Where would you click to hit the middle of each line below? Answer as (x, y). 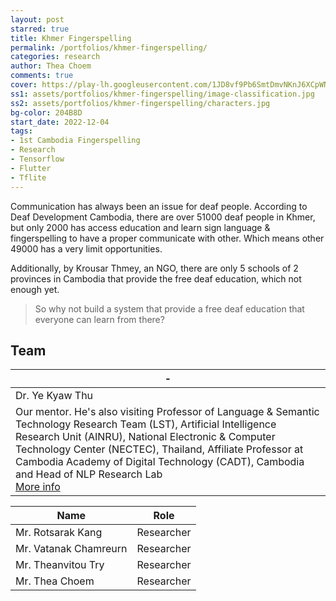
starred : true (40, 29)
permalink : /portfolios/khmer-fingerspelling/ (109, 47)
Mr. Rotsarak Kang (59, 533)
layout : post (37, 19)
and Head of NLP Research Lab (89, 474)
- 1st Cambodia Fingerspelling (75, 141)
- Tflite (28, 177)
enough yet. (35, 289)
